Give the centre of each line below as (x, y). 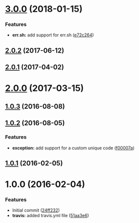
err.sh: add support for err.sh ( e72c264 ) (53, 35)
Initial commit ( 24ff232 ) (36, 210)
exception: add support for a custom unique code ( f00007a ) (73, 148)
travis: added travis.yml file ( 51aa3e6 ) (50, 216)
